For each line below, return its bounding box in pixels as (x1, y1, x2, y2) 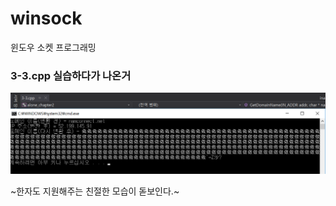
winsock (10, 7, 83, 30)
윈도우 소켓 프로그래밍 (10, 41, 97, 53)
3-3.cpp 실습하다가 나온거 (10, 68, 132, 82)
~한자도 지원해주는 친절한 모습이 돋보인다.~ (10, 185, 180, 197)
